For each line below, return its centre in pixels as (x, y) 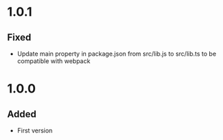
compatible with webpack (54, 61)
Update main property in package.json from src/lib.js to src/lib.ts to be (117, 54)
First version (35, 130)
